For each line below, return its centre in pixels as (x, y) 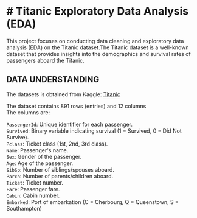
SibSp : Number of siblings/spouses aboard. (60, 169)
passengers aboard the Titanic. (46, 60)
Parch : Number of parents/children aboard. (60, 176)
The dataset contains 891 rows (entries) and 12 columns (76, 106)
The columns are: (28, 112)
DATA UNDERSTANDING (53, 79)
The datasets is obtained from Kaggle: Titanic (63, 94)
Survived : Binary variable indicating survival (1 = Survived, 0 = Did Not (94, 131)
